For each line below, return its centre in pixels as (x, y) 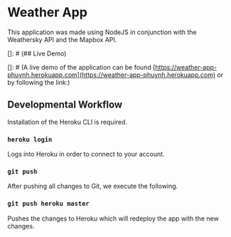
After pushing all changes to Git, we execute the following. (93, 186)
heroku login (30, 139)
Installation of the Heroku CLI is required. (68, 122)
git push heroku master (49, 204)
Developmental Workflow (65, 105)
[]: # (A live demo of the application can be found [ (81, 67)
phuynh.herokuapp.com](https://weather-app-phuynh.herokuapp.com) (112, 75)
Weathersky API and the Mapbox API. (62, 39)
